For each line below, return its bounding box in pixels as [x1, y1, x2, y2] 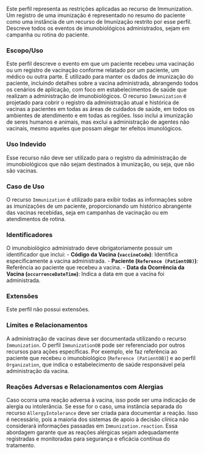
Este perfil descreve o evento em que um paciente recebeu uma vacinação [6, 60, 195, 68]
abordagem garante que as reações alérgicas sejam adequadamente [6, 429, 179, 436]
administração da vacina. [6, 367, 69, 374]
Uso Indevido [6, 140, 47, 149]
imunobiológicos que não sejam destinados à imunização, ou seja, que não [6, 160, 195, 168]
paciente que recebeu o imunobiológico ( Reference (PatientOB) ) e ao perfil [6, 354, 196, 361]
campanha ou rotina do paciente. [6, 31, 90, 38]
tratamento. [6, 442, 35, 449]
